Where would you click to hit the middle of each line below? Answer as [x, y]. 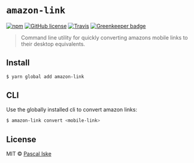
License [21, 139]
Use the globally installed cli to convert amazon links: [72, 110]
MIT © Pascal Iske [29, 154]
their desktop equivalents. [53, 44]
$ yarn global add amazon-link [45, 77]
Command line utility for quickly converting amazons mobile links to [104, 37]
